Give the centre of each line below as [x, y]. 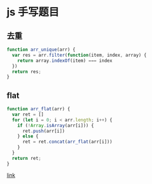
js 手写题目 [33, 12]
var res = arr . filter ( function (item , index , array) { [79, 55]
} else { [28, 136]
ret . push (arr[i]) [44, 131]
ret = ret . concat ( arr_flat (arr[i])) [67, 142]
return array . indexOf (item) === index [65, 60]
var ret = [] [28, 114]
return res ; [27, 71]
